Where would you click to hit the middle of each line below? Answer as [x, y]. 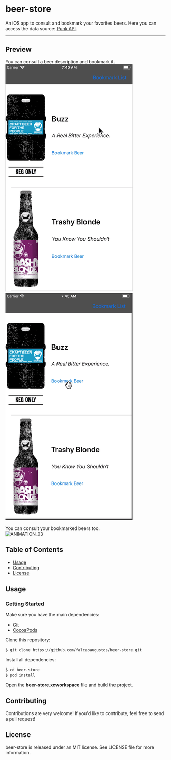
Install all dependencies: [31, 660]
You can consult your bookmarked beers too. [53, 528]
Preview [19, 49]
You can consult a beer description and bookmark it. [60, 61]
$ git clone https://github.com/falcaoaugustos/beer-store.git [74, 650]
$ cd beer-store [22, 670]
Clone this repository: [28, 640]
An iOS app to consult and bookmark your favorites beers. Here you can [81, 23]
